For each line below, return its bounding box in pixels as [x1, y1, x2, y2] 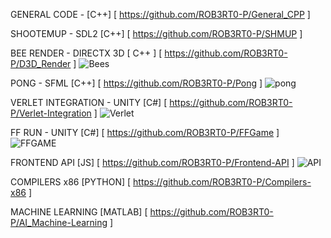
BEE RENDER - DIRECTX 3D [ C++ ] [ [10, 47, 163, 59]
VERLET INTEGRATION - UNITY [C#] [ [10, 97, 168, 108]
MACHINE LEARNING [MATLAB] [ [10, 206, 148, 218]
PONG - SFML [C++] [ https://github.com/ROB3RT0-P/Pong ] [10, 77, 263, 89]
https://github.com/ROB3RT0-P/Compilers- [133, 176, 312, 188]
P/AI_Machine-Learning [10, 217, 108, 228]
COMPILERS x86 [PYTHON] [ [10, 176, 132, 188]
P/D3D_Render [10, 58, 72, 69]
